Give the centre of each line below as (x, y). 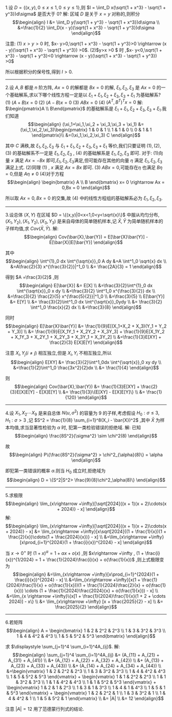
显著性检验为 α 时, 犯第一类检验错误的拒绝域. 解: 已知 (85, 428)
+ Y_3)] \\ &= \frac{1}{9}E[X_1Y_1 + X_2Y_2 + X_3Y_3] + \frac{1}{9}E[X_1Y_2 (86, 332)
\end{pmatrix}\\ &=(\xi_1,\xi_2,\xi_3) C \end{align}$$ (86, 135)
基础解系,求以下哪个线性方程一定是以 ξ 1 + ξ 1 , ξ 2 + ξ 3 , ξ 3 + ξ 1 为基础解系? (85, 95)
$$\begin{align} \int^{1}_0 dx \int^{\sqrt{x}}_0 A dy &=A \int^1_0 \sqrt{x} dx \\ (86, 261)
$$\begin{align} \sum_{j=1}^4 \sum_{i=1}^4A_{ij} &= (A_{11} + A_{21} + (86, 655)
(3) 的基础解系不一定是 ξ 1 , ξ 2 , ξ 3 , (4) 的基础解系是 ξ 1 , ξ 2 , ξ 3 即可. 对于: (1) (82, 154)
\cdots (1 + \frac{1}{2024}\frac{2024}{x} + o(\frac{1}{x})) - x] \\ (92, 591)
